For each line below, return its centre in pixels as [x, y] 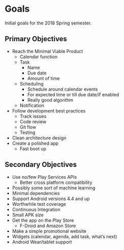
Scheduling [32, 84]
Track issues [33, 116]
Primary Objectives [36, 39]
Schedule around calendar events [63, 89]
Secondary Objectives [41, 165]
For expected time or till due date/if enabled [73, 94]
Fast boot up [33, 149]
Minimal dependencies [36, 193]
